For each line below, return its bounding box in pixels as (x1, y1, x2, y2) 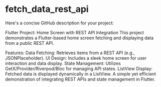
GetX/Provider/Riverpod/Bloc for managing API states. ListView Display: (5, 66, 153, 72)
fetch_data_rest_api (5, 3, 89, 15)
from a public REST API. (5, 40, 54, 46)
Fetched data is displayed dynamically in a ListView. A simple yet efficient (5, 71, 156, 77)
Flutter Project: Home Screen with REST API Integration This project (5, 29, 144, 35)
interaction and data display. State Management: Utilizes (5, 60, 121, 66)
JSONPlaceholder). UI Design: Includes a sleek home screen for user (5, 55, 147, 61)
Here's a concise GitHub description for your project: (5, 20, 114, 26)
